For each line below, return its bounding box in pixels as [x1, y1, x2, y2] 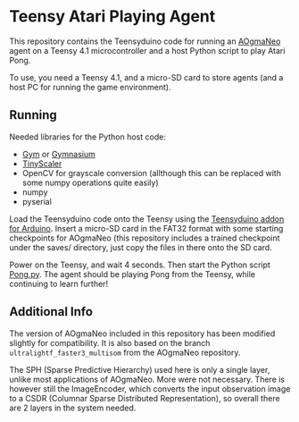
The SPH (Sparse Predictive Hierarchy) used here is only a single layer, [9, 364, 270, 375]
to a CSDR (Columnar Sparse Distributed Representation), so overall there [9, 392, 280, 403]
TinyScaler [21, 158, 62, 169]
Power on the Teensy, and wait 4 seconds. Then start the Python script [9, 259, 270, 270]
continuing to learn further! [9, 278, 109, 289]
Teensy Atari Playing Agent [9, 6, 216, 27]
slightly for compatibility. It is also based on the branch [9, 337, 211, 348]
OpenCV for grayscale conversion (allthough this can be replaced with [21, 167, 281, 178]
